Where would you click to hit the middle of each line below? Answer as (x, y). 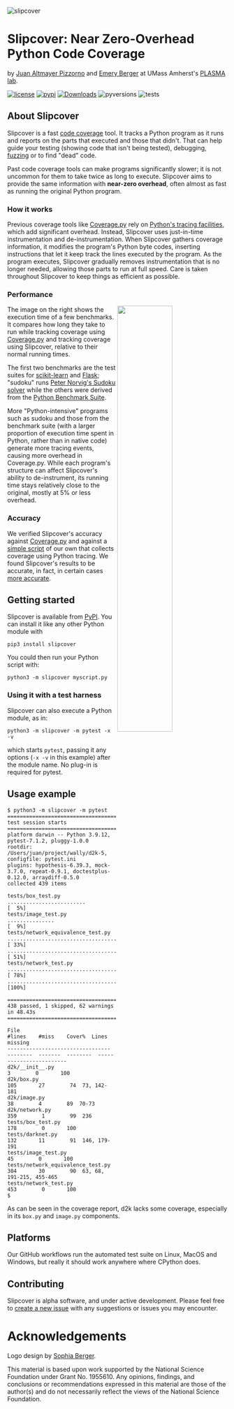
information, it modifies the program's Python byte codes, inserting (104, 247)
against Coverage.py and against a (57, 541)
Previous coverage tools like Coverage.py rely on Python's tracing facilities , (116, 224)
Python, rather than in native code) (57, 441)
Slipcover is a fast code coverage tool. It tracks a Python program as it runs (116, 133)
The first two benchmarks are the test (61, 368)
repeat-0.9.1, (50, 871)
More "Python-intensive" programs (58, 411)
